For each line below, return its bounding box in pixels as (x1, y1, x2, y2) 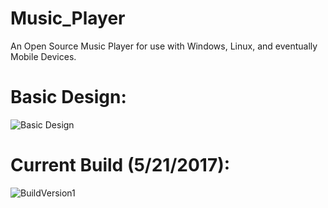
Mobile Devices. (10, 50, 77, 62)
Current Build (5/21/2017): (10, 154, 231, 177)
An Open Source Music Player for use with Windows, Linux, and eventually (10, 40, 318, 52)
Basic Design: (10, 86, 127, 109)
